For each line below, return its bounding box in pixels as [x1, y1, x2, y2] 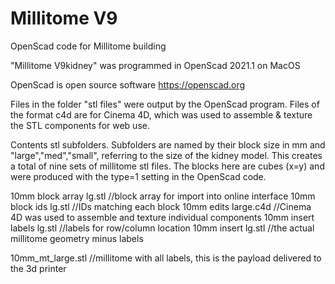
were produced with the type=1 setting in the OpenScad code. [10, 170, 267, 182]
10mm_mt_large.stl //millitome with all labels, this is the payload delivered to [10, 252, 322, 264]
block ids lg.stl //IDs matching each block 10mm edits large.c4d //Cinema [10, 200, 312, 212]
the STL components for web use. [10, 119, 150, 131]
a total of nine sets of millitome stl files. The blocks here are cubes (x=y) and [10, 160, 325, 172]
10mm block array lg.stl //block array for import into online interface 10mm [10, 190, 316, 202]
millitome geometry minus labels [10, 232, 144, 244]
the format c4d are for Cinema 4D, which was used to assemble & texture [10, 108, 313, 121]
